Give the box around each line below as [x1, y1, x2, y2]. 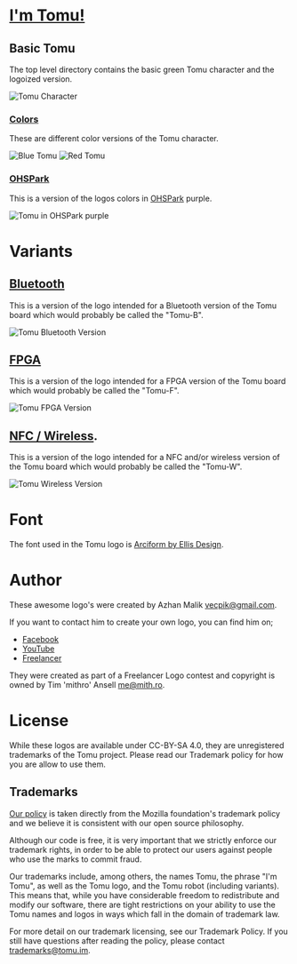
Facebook [21, 634, 60, 645]
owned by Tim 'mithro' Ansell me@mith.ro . [9, 680, 165, 690]
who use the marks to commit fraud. [9, 854, 142, 864]
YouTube [21, 643, 55, 654]
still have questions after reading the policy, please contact [9, 935, 225, 946]
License [9, 711, 69, 731]
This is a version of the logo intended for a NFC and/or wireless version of [9, 452, 280, 463]
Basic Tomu [9, 41, 76, 56]
